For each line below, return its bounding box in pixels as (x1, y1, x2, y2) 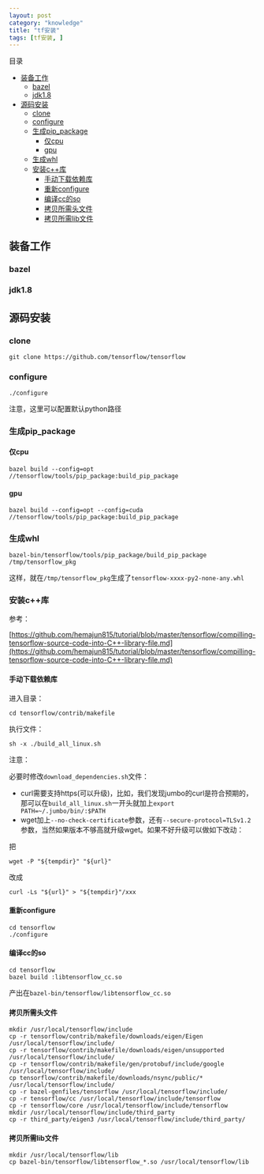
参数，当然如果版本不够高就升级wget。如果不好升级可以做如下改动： (20, 825, 244, 834)
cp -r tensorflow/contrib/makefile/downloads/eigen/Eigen (9, 1032, 203, 1040)
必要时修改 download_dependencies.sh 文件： (9, 772, 149, 781)
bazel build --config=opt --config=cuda (9, 506, 144, 514)
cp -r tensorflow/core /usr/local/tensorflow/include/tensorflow (9, 1102, 228, 1110)
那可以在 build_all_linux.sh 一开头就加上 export (20, 798, 175, 807)
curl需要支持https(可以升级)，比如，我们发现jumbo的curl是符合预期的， (20, 788, 253, 798)
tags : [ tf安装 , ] (9, 33, 64, 42)
